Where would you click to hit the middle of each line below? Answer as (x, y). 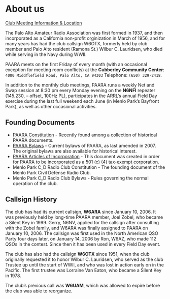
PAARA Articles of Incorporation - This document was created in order (86, 156)
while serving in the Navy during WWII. (46, 54)
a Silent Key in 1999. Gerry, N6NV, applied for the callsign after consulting (82, 222)
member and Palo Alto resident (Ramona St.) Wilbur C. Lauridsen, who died (84, 49)
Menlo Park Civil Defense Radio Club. (52, 172)
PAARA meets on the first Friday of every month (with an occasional (76, 64)
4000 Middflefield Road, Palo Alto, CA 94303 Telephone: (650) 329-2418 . (84, 75)
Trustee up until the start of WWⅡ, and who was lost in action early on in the (84, 264)
